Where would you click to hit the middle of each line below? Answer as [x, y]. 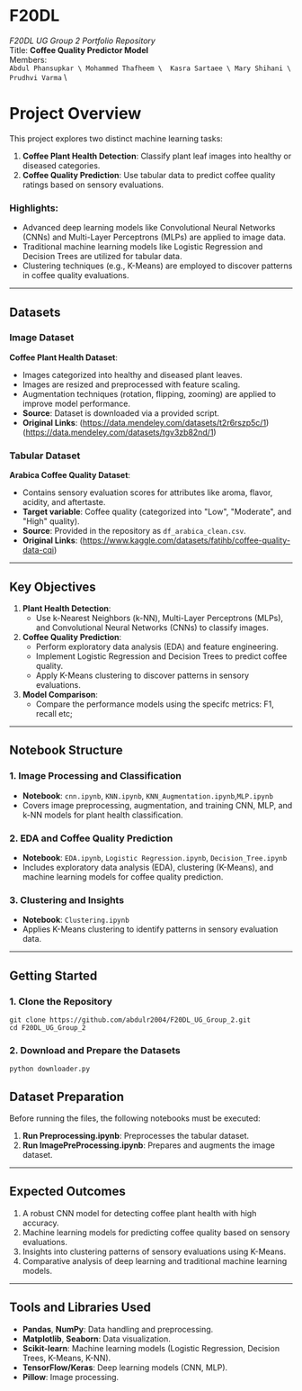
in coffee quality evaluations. [75, 275]
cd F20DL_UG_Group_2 [48, 1027]
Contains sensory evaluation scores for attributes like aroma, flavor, [147, 492]
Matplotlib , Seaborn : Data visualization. [96, 1339]
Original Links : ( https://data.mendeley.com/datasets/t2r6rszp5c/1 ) [146, 422]
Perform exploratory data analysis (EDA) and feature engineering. [157, 646]
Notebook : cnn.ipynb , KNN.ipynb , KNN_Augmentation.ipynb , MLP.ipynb [148, 795]
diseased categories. [61, 165]
